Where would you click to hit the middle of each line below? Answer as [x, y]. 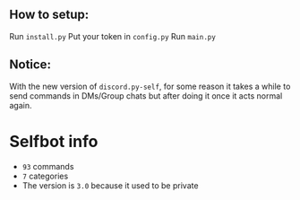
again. [21, 105]
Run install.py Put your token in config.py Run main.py [113, 36]
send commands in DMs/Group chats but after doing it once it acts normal [146, 96]
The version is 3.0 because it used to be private [110, 185]
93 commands [48, 166]
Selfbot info [54, 141]
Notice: [30, 65]
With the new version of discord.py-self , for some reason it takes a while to [150, 86]
